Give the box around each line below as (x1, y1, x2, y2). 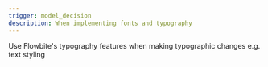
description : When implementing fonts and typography (8, 19, 193, 27)
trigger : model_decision (8, 11, 92, 20)
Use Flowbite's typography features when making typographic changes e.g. (8, 41, 261, 50)
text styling (8, 49, 46, 59)
